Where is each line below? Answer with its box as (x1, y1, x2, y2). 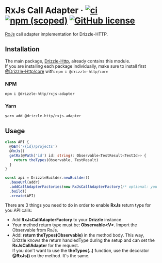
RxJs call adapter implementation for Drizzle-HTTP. (5, 31, 108, 37)
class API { (5, 139, 29, 145)
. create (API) (9, 193, 36, 198)
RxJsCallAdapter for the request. (12, 242, 79, 248)
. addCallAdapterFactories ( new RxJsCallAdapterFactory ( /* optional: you (9, 185, 158, 189)
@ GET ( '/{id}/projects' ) (9, 144, 57, 149)
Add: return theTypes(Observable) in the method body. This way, (12, 232, 145, 238)
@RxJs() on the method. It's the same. (12, 252, 90, 259)
